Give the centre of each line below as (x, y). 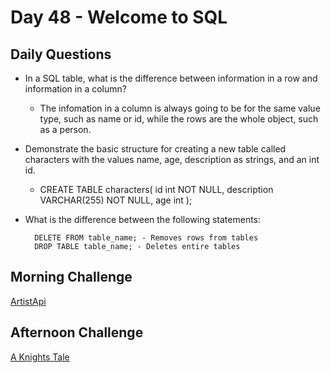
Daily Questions (61, 54)
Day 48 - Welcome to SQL (119, 17)
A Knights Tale (40, 357)
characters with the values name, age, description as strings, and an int (172, 159)
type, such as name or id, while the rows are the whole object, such (179, 119)
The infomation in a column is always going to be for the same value (180, 108)
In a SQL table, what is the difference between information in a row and (171, 78)
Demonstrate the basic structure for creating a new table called (155, 149)
